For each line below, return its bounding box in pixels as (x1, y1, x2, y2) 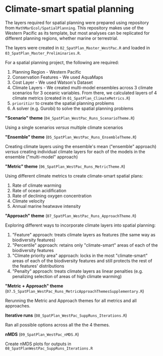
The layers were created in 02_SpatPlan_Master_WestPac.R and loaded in (5, 45, 150, 51)
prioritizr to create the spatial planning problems (12, 100, 115, 106)
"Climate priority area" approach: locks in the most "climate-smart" (12, 253, 148, 258)
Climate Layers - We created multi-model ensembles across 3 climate (12, 84, 153, 90)
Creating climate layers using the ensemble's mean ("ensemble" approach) (5, 143, 157, 149)
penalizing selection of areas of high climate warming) (12, 273, 122, 279)
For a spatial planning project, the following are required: (5, 59, 119, 65)
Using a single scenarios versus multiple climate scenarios (5, 124, 123, 130)
